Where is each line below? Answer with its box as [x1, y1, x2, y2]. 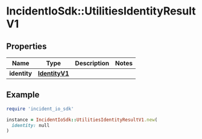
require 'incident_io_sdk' [6, 106, 74, 112]
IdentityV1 [37, 69, 69, 77]
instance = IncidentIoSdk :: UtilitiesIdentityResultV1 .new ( [6, 117, 158, 123]
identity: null [11, 122, 50, 128]
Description [75, 59, 110, 67]
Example [6, 89, 40, 100]
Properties [6, 41, 47, 51]
